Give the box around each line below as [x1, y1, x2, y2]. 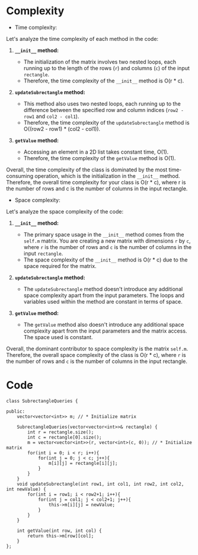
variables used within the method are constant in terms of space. [23, 298, 183, 305]
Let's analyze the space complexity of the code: [6, 208, 123, 215]
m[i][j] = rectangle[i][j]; [48, 460, 118, 466]
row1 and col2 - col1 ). [23, 113, 79, 120]
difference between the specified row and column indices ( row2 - [23, 106, 184, 113]
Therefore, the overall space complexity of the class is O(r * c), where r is [6, 351, 186, 358]
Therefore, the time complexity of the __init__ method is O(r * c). [23, 77, 184, 84]
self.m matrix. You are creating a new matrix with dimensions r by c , [23, 237, 191, 244]
